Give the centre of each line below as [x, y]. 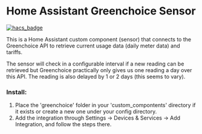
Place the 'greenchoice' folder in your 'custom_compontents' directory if [105, 105]
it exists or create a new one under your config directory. [86, 112]
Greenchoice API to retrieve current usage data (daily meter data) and [93, 46]
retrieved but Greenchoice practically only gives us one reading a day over [99, 70]
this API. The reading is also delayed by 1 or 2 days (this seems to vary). [96, 76]
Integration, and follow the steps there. [63, 124]
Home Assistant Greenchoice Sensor [101, 11]
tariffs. [15, 52]
